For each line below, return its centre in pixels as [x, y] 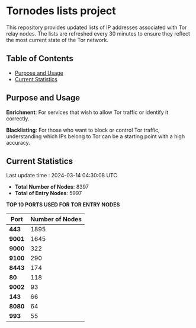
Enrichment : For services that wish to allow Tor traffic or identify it [87, 112]
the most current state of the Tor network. [57, 40]
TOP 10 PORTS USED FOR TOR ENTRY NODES [63, 205]
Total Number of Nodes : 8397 [52, 187]
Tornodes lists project [61, 11]
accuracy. [18, 142]
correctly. [18, 118]
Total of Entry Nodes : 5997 [48, 193]
